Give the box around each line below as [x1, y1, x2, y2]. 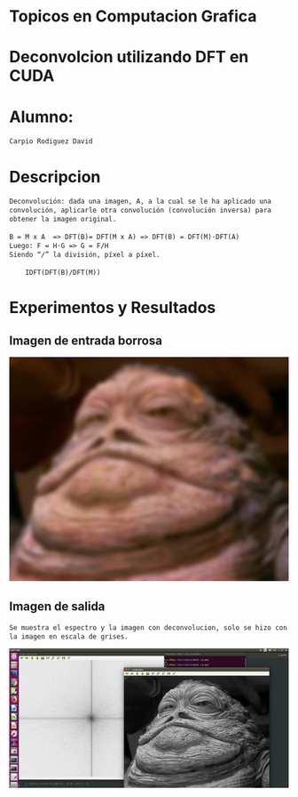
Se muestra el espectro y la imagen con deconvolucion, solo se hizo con [9, 624, 288, 632]
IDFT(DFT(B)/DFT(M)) [25, 269, 101, 278]
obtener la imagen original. [9, 215, 117, 224]
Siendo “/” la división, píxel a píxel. [9, 251, 161, 260]
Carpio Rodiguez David [9, 137, 93, 146]
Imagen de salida [9, 599, 106, 614]
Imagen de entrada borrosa [9, 333, 162, 348]
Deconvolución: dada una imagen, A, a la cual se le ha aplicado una [9, 197, 272, 206]
